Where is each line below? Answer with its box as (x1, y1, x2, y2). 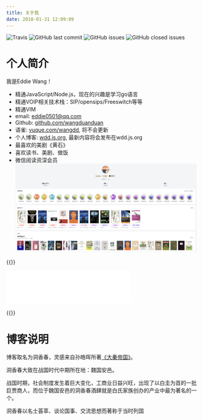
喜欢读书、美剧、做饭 (14, 149, 68, 156)
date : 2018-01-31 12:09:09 (6, 16, 74, 22)
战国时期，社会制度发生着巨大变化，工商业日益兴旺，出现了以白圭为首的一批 (6, 379, 197, 387)
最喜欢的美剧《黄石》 (14, 141, 68, 148)
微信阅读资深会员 (14, 156, 58, 164)
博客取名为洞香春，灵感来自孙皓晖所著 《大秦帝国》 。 (6, 353, 136, 361)
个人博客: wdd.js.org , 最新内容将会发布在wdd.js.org (14, 134, 143, 141)
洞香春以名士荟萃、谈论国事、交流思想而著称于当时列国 (6, 407, 144, 415)
